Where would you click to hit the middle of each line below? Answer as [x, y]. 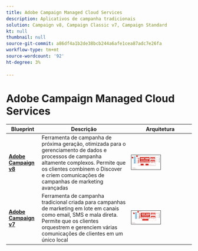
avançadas [55, 188]
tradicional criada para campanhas [84, 202]
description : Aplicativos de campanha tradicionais [71, 19]
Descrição [84, 129]
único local [55, 240]
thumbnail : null [26, 38]
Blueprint [22, 129]
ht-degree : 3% [24, 62]
